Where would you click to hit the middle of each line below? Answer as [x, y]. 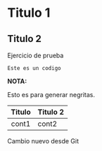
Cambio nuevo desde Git [43, 141]
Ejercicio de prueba [36, 55]
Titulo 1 [29, 13]
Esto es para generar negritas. [51, 95]
